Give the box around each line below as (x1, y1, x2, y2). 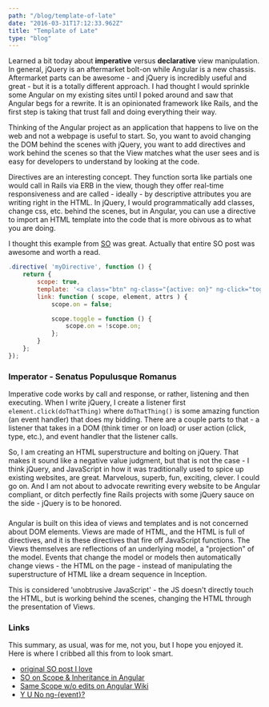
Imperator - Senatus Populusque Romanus (8, 370, 178, 382)
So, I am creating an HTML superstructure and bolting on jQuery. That (8, 447, 239, 457)
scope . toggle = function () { (50, 314, 152, 323)
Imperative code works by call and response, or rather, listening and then (8, 390, 250, 399)
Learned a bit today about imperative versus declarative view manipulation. (8, 56, 260, 66)
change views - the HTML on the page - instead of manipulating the (8, 560, 232, 570)
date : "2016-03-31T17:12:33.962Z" (8, 19, 124, 27)
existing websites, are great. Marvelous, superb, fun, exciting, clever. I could (8, 473, 260, 483)
